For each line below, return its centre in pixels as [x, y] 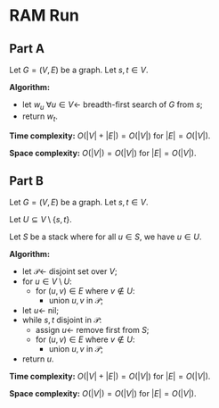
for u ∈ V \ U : [47, 281]
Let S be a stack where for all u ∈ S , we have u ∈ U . [105, 237]
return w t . [40, 117]
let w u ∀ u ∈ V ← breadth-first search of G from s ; [112, 105]
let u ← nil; [41, 311]
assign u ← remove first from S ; [92, 330]
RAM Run [45, 16]
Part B [27, 181]
